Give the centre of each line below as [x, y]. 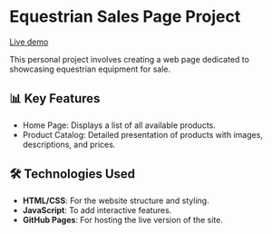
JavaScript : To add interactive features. [97, 210]
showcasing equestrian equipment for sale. [90, 69]
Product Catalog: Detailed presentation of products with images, [142, 134]
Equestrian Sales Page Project [125, 17]
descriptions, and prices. [69, 144]
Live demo [29, 42]
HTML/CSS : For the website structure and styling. [116, 200]
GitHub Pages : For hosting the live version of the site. [123, 219]
